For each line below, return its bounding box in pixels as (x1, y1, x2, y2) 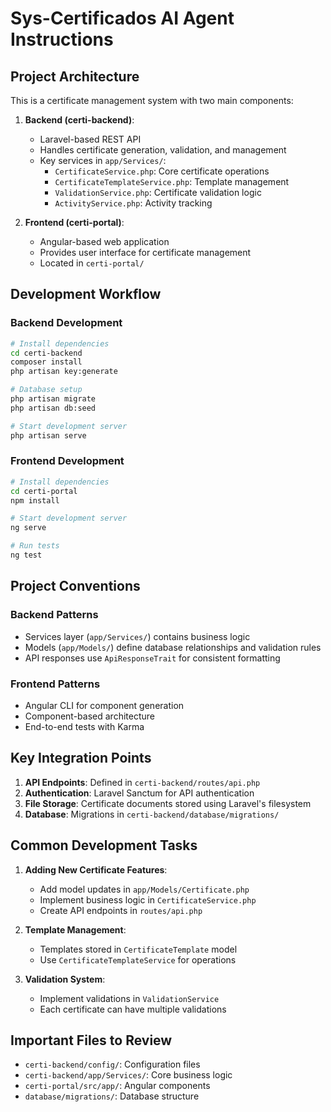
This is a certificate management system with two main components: (10, 95, 294, 106)
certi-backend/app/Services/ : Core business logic (24, 1069, 233, 1081)
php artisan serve (10, 430, 87, 441)
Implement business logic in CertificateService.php (39, 893, 257, 906)
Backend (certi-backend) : (24, 114, 135, 126)
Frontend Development (10, 454, 125, 468)
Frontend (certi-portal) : (24, 217, 125, 228)
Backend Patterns (10, 608, 99, 622)
